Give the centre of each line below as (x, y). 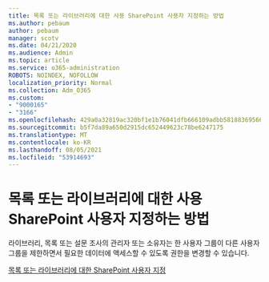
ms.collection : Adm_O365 (50, 90)
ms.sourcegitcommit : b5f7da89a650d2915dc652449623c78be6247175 (116, 127)
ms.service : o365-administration (64, 68)
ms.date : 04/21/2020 (43, 46)
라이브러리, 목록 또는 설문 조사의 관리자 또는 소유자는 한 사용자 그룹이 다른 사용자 (134, 243)
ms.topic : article (39, 61)
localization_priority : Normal (60, 83)
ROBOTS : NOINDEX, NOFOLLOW (53, 75)
